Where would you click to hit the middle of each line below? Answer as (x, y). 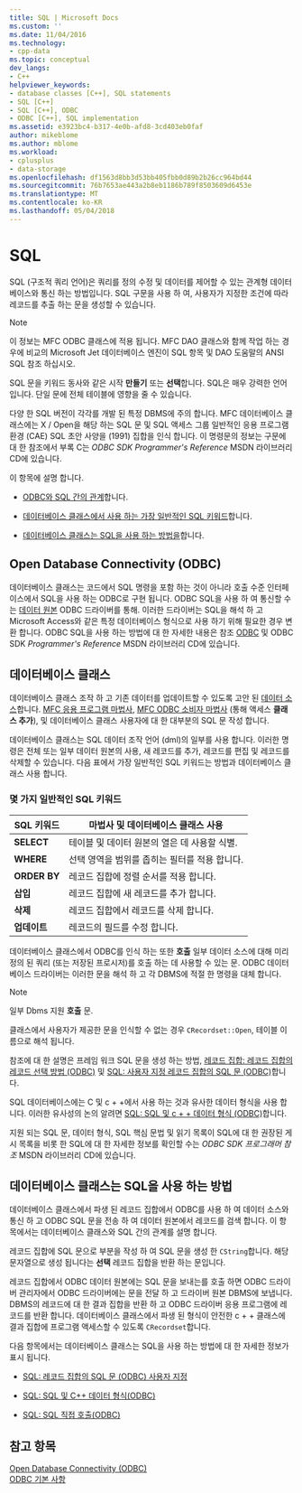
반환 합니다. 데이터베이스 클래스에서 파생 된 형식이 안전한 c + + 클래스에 (159, 1316)
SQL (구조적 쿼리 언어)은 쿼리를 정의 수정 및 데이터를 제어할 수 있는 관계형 (139, 282)
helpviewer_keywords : (50, 85)
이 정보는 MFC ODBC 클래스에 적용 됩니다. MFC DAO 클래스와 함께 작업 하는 (145, 341)
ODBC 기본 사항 (37, 1479)
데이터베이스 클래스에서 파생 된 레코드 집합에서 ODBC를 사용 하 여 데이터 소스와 (149, 1209)
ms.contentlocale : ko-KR (56, 203)
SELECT (32, 842)
